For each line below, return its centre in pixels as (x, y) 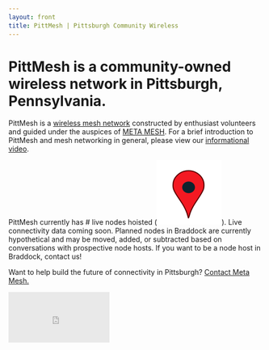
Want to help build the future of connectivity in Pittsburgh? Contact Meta (129, 272)
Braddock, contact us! (45, 257)
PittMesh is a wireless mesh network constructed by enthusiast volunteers (132, 123)
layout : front (32, 17)
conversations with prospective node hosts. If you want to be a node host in (134, 248)
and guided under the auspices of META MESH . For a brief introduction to (131, 132)
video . (19, 149)
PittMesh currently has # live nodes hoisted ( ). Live (125, 222)
